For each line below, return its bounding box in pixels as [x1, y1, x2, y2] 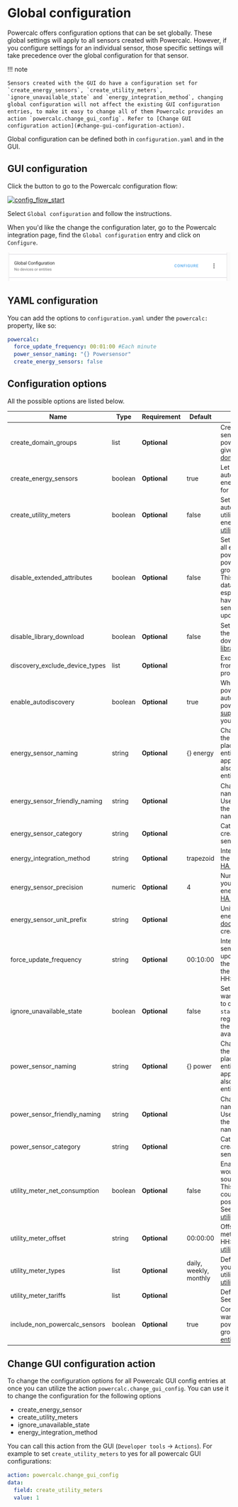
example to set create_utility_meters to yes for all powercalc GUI [7, 1449, 201, 1458]
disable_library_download [10, 633, 85, 641]
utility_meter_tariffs [10, 1292, 66, 1300]
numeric [111, 883, 136, 891]
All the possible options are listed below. [7, 397, 125, 405]
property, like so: [7, 321, 57, 330]
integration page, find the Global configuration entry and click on [7, 230, 200, 239]
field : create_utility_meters [13, 1487, 103, 1494]
